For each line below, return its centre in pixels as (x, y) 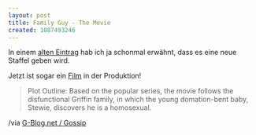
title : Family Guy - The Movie (59, 23)
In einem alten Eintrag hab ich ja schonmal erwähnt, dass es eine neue (122, 53)
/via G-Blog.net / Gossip (47, 123)
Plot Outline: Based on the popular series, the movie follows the (130, 91)
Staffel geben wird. (39, 60)
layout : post (30, 15)
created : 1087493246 (42, 30)
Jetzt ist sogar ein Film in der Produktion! (75, 76)
